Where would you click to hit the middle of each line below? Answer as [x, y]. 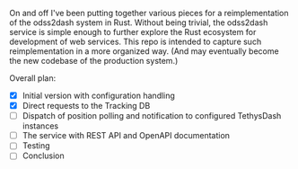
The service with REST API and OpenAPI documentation [126, 136]
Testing [36, 146]
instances [40, 126]
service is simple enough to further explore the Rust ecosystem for [133, 32]
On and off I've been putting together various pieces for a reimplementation [149, 13]
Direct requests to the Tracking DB [86, 106]
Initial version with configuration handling [98, 95]
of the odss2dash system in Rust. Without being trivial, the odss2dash [139, 22]
